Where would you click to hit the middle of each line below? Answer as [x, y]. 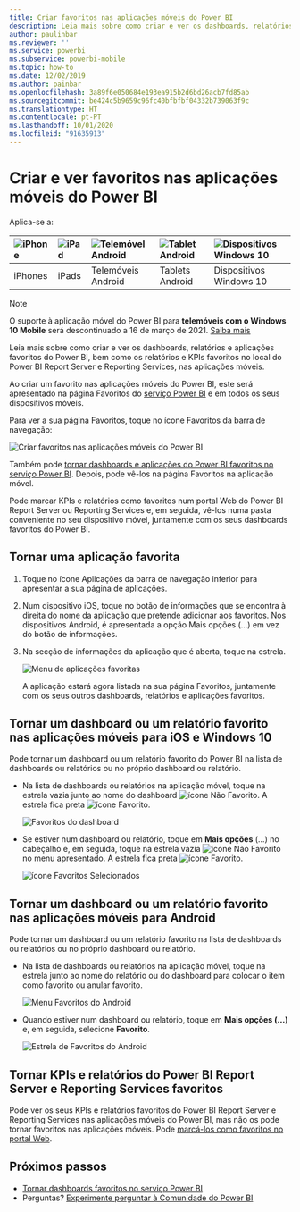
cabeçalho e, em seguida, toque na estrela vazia [111, 849]
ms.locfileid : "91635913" [57, 134]
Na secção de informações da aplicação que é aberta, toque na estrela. [154, 651]
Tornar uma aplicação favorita [95, 557]
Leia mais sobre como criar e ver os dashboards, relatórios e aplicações [142, 347]
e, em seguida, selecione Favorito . [86, 1030]
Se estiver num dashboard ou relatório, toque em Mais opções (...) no [150, 839]
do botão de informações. [70, 634]
